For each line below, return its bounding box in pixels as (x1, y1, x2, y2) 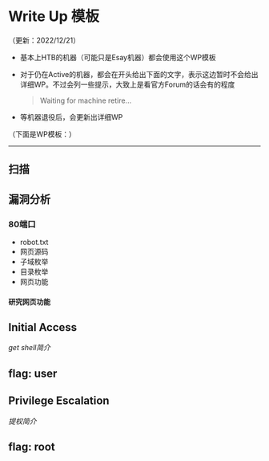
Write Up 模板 (8, 7, 100, 26)
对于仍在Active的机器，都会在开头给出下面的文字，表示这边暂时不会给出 (19, 69, 259, 79)
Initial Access (8, 320, 78, 334)
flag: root (8, 440, 55, 454)
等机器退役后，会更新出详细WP (19, 112, 123, 121)
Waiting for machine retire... (39, 96, 132, 105)
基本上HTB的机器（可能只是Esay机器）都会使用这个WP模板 (19, 52, 216, 62)
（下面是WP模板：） (8, 129, 76, 139)
